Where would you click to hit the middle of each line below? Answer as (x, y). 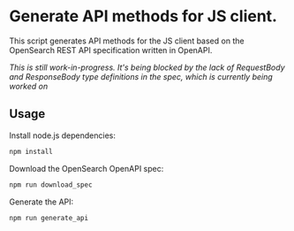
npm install (31, 151)
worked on (29, 86)
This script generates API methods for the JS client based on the (127, 41)
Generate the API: (41, 202)
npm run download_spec (51, 185)
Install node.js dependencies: (63, 135)
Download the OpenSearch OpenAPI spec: (87, 168)
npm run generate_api (49, 218)
